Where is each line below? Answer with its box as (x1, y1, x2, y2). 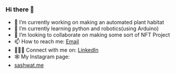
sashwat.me (14, 62, 44, 69)
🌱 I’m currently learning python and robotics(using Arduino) (14, 25, 159, 32)
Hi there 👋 (5, 5, 35, 14)
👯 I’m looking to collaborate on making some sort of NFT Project (14, 31, 171, 38)
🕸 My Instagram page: (14, 53, 70, 60)
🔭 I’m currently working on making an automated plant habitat (14, 19, 164, 26)
